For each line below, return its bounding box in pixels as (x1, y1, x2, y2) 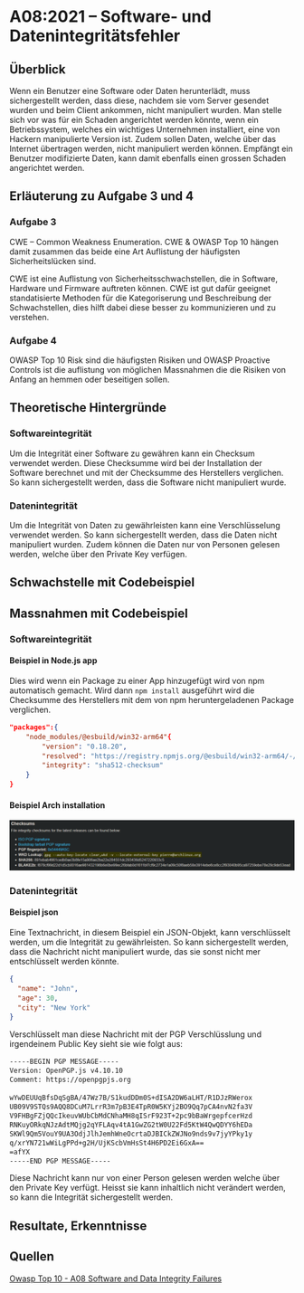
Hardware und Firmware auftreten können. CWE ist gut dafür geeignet (9, 282, 271, 293)
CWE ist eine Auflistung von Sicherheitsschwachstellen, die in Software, (9, 273, 279, 284)
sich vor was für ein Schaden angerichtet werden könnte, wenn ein (9, 115, 260, 125)
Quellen (9, 1249, 54, 1264)
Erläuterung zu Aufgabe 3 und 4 (9, 188, 195, 204)
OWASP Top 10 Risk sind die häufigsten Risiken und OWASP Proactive (9, 355, 271, 366)
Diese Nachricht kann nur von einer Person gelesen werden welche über (9, 1173, 280, 1184)
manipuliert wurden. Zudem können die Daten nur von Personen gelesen (9, 538, 280, 549)
